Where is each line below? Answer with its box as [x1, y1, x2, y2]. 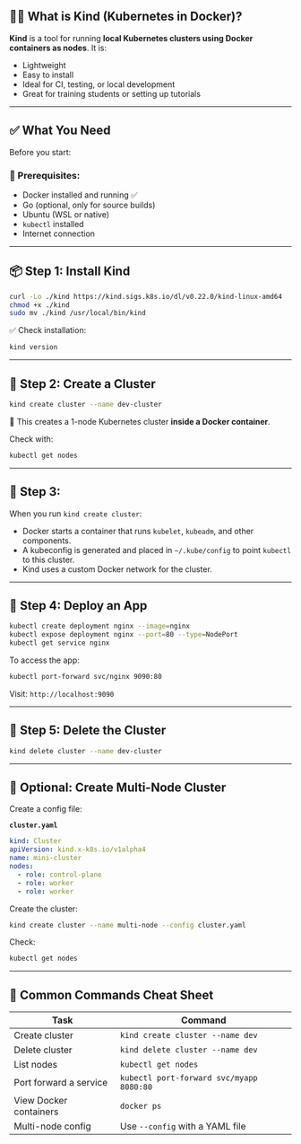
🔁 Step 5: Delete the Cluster [9, 723, 167, 738]
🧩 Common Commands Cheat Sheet [9, 987, 214, 1002]
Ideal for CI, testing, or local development [21, 78, 176, 90]
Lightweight [21, 59, 66, 70]
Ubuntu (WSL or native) [21, 208, 110, 220]
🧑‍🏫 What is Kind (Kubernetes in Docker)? [9, 9, 243, 24]
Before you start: [9, 146, 72, 157]
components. [21, 535, 72, 546]
